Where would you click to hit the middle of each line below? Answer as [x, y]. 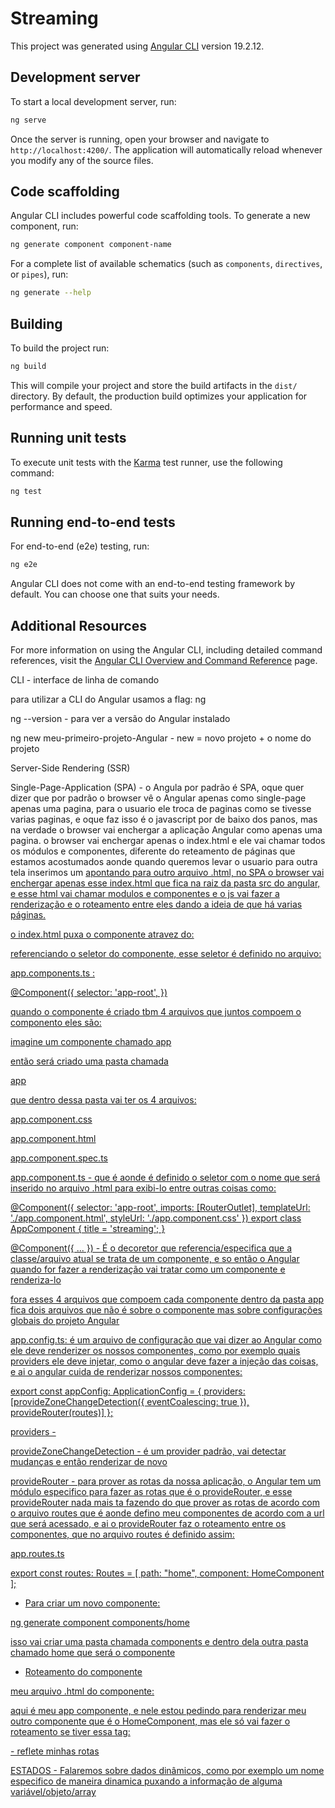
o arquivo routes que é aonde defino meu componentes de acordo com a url [167, 1513]
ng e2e [24, 565]
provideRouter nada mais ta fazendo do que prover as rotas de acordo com [165, 1503]
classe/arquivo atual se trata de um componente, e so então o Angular [155, 1259]
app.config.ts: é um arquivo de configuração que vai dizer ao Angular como [166, 1340]
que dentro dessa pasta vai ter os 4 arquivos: [103, 1100]
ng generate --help [51, 293]
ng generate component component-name [91, 245]
